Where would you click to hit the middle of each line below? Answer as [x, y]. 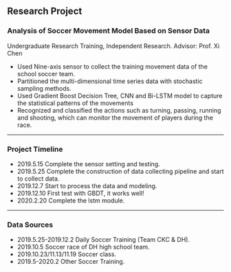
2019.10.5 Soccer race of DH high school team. [83, 247]
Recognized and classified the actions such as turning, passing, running [119, 110]
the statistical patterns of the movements [75, 103]
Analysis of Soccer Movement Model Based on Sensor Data [109, 31]
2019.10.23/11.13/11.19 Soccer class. [67, 254]
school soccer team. [46, 73]
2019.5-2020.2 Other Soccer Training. [71, 262]
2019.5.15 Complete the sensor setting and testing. [88, 163]
